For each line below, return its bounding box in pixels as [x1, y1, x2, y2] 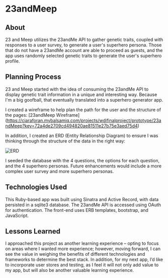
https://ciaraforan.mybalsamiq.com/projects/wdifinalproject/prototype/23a [7, 117, 162, 123]
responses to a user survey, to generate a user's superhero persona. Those [5, 42, 162, 48]
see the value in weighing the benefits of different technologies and [5, 251, 145, 257]
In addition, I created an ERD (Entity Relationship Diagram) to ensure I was [5, 132, 158, 138]
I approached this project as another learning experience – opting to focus [5, 241, 159, 247]
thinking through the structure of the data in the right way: [5, 137, 126, 144]
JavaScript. [5, 212, 29, 218]
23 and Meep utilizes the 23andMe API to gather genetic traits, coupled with [5, 36, 163, 42]
